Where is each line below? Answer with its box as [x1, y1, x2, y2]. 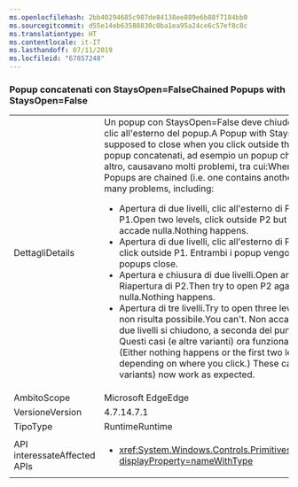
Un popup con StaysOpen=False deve [104, 116, 263, 128]
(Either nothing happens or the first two [119, 346, 283, 359]
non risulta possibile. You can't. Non [119, 313, 267, 326]
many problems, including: [104, 182, 215, 195]
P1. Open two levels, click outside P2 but [119, 213, 287, 226]
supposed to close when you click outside [104, 138, 279, 151]
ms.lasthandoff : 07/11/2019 [9, 46, 114, 55]
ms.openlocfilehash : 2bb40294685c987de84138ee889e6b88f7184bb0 [9, 12, 248, 22]
